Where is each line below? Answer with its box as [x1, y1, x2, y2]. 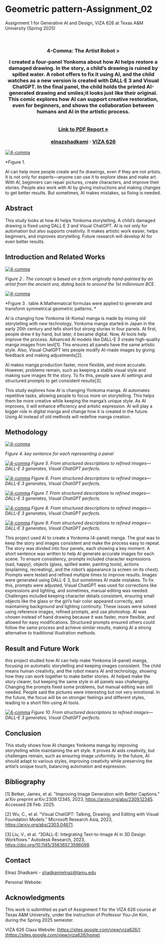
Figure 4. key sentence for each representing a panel [5, 451, 114, 457]
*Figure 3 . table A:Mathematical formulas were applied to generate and [5, 300, 152, 306]
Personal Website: [5, 879, 42, 885]
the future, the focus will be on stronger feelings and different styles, [5, 695, 146, 701]
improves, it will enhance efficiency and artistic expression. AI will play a [5, 403, 153, 409]
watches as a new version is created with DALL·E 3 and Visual [7, 77, 160, 84]
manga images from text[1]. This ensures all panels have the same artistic [5, 341, 155, 347]
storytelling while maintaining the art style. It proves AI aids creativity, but [5, 748, 155, 754]
